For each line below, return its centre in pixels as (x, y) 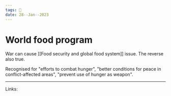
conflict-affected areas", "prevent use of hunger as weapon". (69, 75)
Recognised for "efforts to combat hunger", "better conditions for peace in (83, 69)
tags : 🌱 (13, 10)
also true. (15, 59)
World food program (49, 40)
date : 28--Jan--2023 (27, 15)
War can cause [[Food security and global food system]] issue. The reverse (84, 54)
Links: (11, 89)
